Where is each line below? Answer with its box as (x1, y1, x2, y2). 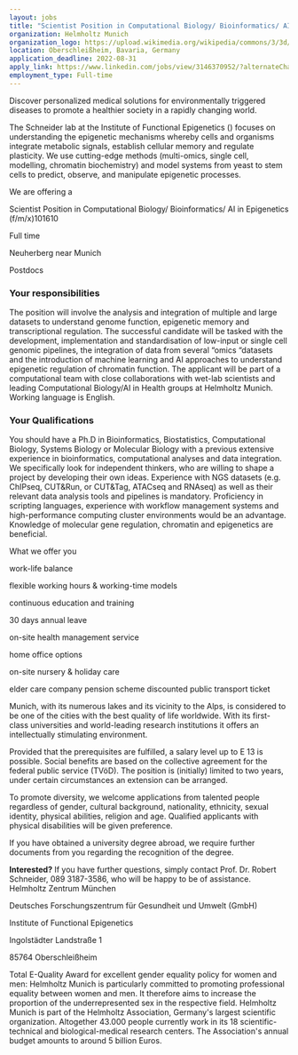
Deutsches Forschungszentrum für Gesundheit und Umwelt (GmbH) (9, 900, 258, 911)
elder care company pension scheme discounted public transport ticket (9, 683, 271, 694)
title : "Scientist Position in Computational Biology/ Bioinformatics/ (9, 21, 279, 30)
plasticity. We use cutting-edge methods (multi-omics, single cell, (9, 150, 249, 161)
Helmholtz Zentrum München (9, 883, 117, 894)
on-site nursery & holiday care (9, 667, 120, 677)
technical (9, 1026, 43, 1036)
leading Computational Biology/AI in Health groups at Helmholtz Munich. (9, 383, 273, 394)
